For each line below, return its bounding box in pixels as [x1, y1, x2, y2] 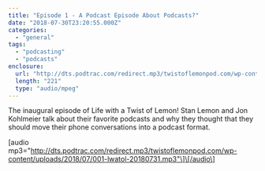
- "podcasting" [15, 48, 65, 56]
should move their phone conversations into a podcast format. [8, 122, 211, 132]
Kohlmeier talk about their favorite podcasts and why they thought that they [8, 115, 254, 124]
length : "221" [15, 77, 62, 85]
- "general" [15, 33, 55, 42]
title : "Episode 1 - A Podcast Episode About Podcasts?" [8, 11, 200, 20]
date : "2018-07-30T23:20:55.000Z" [8, 19, 122, 27]
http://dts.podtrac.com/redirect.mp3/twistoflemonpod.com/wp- [30, 146, 238, 155]
